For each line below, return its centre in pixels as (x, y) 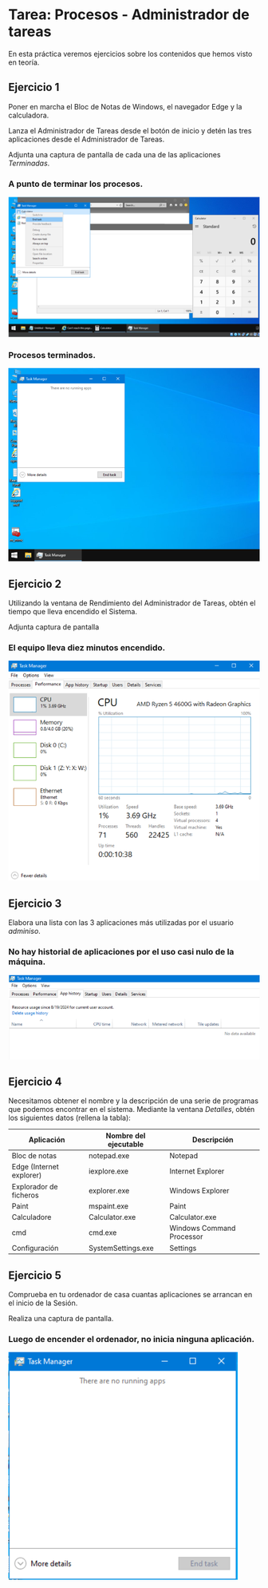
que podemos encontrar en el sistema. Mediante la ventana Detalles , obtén (132, 1110)
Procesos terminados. (52, 355)
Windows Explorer (199, 1191)
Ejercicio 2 (35, 584)
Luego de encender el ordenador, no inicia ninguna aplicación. (132, 1339)
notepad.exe (109, 1156)
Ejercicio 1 (34, 87)
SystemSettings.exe (121, 1248)
